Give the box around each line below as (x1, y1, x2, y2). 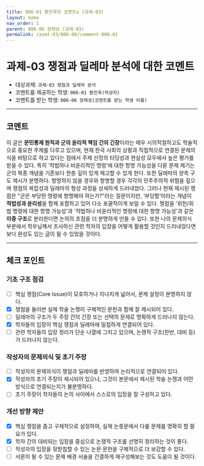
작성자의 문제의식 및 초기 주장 (6, 353, 87, 361)
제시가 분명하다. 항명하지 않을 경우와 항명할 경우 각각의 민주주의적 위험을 (12, 177, 185, 184)
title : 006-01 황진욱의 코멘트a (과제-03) (6, 9, 104, 15)
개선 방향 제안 (6, 408, 44, 416)
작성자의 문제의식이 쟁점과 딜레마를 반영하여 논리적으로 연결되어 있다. (15, 368, 179, 375)
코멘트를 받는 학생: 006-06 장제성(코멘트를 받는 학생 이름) (15, 96, 148, 104)
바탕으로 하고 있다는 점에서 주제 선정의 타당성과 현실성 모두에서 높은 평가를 (17, 154, 194, 161)
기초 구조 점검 (6, 275, 44, 284)
